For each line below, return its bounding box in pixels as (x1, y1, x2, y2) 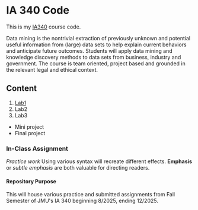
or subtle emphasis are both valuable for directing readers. (6, 164, 150, 171)
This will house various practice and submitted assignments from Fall (6, 191, 175, 198)
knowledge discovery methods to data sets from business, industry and (6, 53, 181, 61)
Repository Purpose (6, 177, 56, 184)
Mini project (14, 123, 44, 131)
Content (6, 84, 37, 94)
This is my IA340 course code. (6, 23, 81, 30)
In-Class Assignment (6, 144, 68, 152)
